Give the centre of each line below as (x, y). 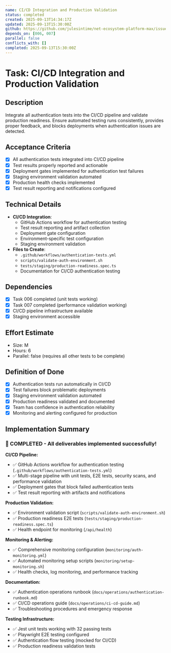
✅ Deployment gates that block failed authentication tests (73, 487)
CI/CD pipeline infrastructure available (53, 311)
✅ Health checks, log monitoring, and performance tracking (75, 572)
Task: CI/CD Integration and (65, 73)
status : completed (25, 15)
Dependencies (29, 287)
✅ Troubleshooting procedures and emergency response (72, 609)
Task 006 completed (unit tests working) (55, 299)
